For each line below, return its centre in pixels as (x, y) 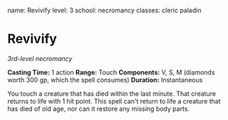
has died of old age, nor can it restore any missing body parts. (99, 109)
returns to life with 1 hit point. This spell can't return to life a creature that (114, 101)
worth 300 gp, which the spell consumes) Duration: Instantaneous (105, 80)
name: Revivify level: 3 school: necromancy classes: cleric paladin (104, 10)
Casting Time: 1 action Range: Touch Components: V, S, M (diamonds (111, 72)
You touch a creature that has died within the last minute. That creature (112, 93)
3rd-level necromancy (40, 58)
